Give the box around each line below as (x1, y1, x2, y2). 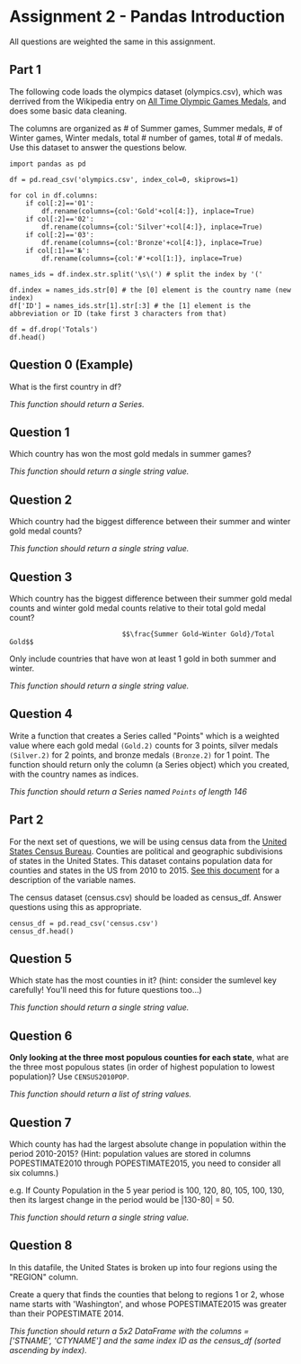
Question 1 (9, 424, 70, 440)
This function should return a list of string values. (9, 1088, 192, 1100)
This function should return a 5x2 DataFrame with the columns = (9, 1325, 250, 1336)
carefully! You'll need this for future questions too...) (9, 985, 202, 996)
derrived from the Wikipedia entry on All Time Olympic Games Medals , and (9, 95, 287, 106)
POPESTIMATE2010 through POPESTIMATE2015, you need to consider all (9, 1158, 281, 1168)
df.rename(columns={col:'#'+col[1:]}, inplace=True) (41, 254, 243, 263)
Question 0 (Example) (9, 358, 134, 373)
